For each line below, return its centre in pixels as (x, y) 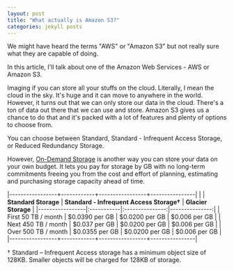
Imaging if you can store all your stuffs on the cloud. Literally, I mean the (111, 88)
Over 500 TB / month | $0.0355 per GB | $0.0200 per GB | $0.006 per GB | (115, 232)
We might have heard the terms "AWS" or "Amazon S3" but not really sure (113, 47)
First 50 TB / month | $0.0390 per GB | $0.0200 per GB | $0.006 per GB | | (114, 217)
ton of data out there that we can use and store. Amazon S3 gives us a (108, 110)
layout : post (26, 14)
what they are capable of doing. (53, 54)
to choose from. (30, 125)
